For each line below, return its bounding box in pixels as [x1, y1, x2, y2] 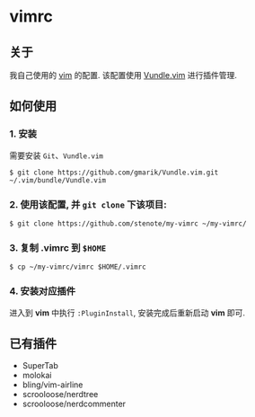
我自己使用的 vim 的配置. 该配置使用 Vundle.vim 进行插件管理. [9, 70, 238, 80]
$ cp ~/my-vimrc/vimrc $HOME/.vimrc [9, 262, 146, 271]
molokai [22, 370, 52, 381]
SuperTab [22, 360, 58, 371]
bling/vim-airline [22, 379, 84, 390]
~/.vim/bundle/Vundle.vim [9, 175, 106, 185]
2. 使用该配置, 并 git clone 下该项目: [9, 198, 168, 210]
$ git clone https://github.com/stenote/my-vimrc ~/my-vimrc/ [9, 218, 247, 228]
